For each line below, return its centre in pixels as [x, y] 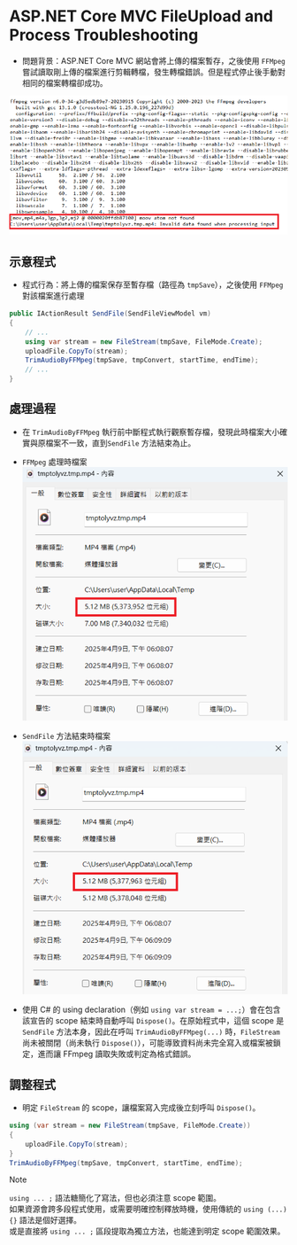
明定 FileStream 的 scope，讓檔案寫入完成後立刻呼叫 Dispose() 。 [141, 1108]
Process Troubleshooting [104, 35]
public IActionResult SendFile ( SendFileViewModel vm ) [110, 314]
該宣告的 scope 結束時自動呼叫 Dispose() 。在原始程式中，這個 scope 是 [153, 1021]
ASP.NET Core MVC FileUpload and [141, 16]
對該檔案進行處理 [53, 296]
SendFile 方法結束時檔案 [66, 735]
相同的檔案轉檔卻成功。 [65, 82]
